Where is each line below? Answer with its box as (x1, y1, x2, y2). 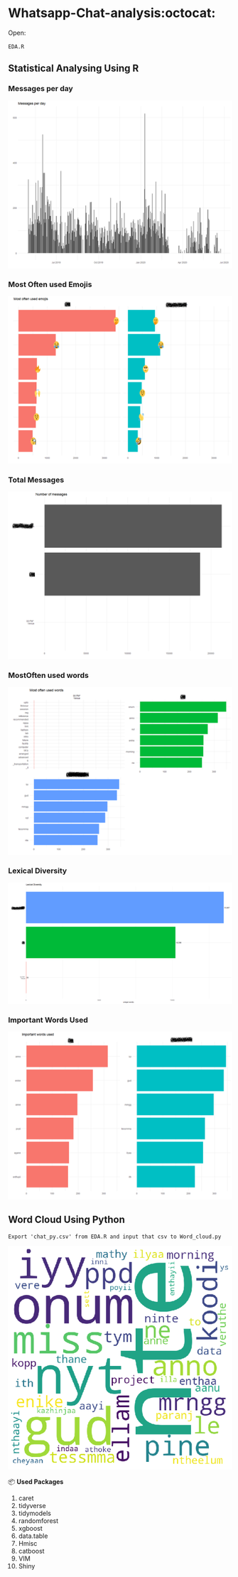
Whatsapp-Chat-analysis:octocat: (8, 5, 216, 21)
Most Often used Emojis (8, 279, 92, 289)
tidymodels (18, 1509, 52, 1518)
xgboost (18, 1524, 43, 1533)
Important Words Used (8, 1015, 88, 1025)
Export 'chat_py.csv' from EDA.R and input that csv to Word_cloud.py (8, 1233, 222, 1241)
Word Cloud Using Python (8, 1213, 125, 1225)
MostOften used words (8, 670, 90, 680)
